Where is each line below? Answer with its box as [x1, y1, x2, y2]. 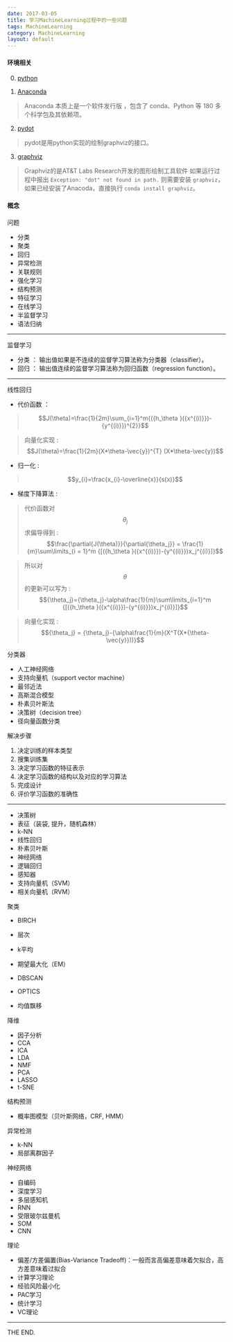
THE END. [7, 1328, 36, 1336]
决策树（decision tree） [17, 708, 85, 717]
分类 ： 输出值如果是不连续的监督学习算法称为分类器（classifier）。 [17, 355, 208, 364]
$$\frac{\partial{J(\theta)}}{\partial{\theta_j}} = [46, 540, 181, 548]
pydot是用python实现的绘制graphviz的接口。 [24, 139, 153, 147]
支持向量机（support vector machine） [17, 674, 129, 682]
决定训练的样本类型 [17, 747, 73, 755]
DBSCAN [17, 974, 44, 982]
